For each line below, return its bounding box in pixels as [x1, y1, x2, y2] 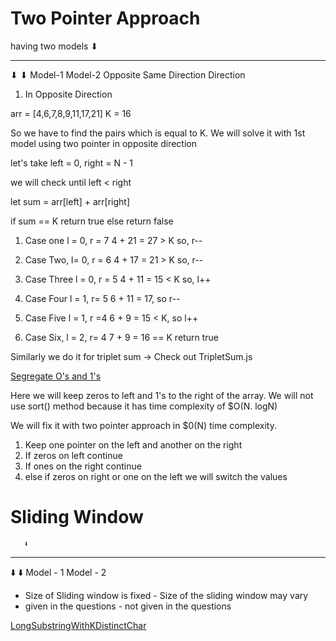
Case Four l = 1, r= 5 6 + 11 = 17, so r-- [24, 292, 181, 304]
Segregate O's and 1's [10, 370, 102, 382]
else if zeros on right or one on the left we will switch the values [24, 470, 288, 482]
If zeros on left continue [24, 449, 123, 461]
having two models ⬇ [10, 40, 99, 52]
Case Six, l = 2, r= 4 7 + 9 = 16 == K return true [24, 331, 219, 343]
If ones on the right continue [24, 460, 142, 472]
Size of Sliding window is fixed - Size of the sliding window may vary [24, 589, 309, 601]
